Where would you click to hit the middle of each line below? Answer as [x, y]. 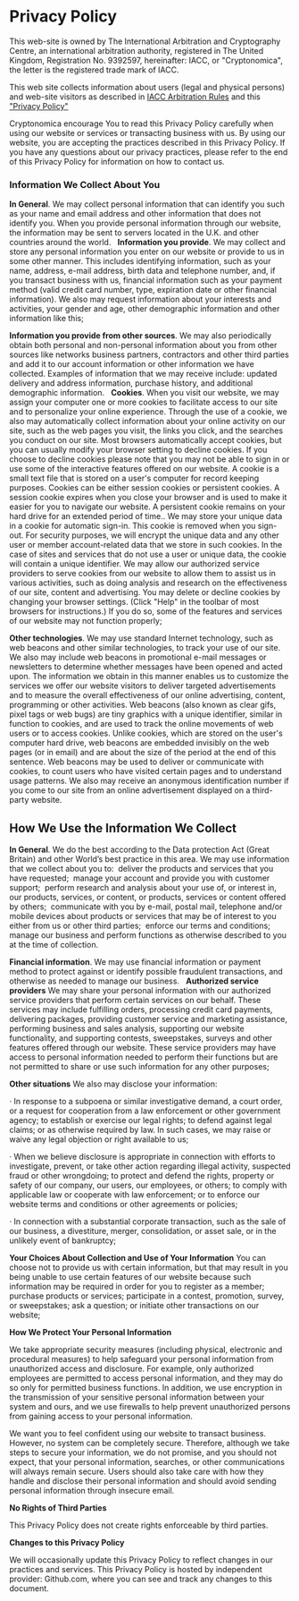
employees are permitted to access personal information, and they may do [146, 1378]
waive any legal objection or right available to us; [99, 1139]
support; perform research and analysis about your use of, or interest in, [143, 888]
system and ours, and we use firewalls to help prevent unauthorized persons [150, 1407]
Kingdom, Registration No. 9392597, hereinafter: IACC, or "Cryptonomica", [146, 60]
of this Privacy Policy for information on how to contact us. [117, 161]
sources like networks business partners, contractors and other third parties [149, 354]
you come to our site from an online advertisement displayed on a [130, 790]
